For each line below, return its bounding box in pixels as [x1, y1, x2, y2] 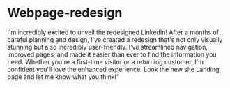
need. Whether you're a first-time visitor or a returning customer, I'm [7, 57, 204, 66]
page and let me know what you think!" [7, 72, 120, 81]
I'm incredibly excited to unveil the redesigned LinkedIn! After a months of [7, 28, 220, 36]
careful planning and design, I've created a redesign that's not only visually [7, 35, 223, 43]
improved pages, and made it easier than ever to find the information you [7, 50, 217, 59]
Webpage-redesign [7, 5, 123, 21]
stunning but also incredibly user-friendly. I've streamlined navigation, [7, 43, 208, 51]
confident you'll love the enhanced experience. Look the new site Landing [7, 65, 220, 73]
